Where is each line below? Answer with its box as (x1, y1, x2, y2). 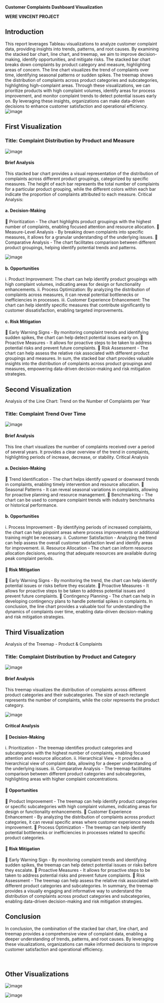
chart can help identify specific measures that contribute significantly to (5, 302, 150, 308)
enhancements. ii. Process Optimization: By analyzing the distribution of (5, 286, 150, 293)
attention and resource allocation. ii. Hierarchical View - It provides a (5, 755, 143, 761)
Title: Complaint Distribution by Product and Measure (5, 137, 135, 144)
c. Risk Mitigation (5, 318, 42, 325)
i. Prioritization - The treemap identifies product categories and (5, 745, 133, 751)
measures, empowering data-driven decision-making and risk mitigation (5, 366, 151, 372)
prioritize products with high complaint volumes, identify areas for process (5, 88, 156, 93)
